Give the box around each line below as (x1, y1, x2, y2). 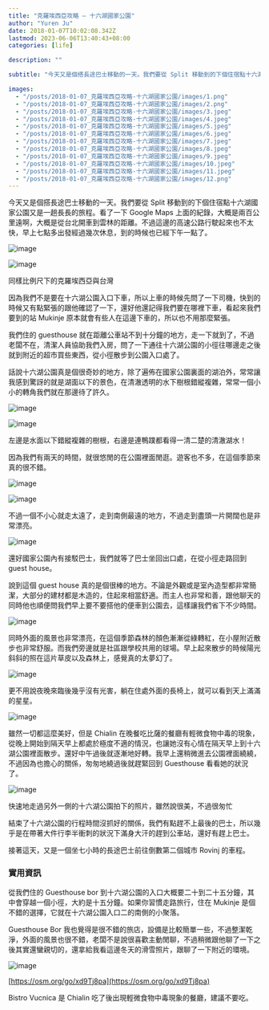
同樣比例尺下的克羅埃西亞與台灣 (8, 276, 114, 286)
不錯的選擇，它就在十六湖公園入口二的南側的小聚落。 (8, 907, 184, 917)
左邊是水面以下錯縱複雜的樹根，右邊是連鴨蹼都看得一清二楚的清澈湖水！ (8, 435, 247, 446)
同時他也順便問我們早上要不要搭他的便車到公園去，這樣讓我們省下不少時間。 (8, 601, 261, 610)
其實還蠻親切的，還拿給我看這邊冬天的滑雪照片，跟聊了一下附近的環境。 (14, 944, 254, 954)
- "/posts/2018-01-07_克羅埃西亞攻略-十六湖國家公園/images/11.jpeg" (15, 167, 235, 175)
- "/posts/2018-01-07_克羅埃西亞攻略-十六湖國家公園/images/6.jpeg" (15, 130, 232, 138)
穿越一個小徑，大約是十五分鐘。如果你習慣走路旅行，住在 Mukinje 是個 (22, 897, 256, 907)
